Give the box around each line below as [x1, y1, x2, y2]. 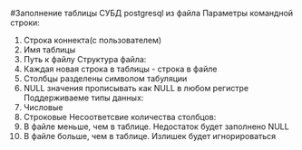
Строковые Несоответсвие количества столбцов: [23, 112, 217, 122]
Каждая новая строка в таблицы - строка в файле [23, 63, 218, 74]
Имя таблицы [23, 44, 76, 55]
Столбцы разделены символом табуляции [23, 73, 188, 84]
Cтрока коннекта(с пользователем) [23, 35, 162, 45]
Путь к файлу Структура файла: [23, 54, 147, 64]
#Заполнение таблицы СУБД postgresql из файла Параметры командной [10, 8, 294, 18]
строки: [10, 17, 40, 28]
